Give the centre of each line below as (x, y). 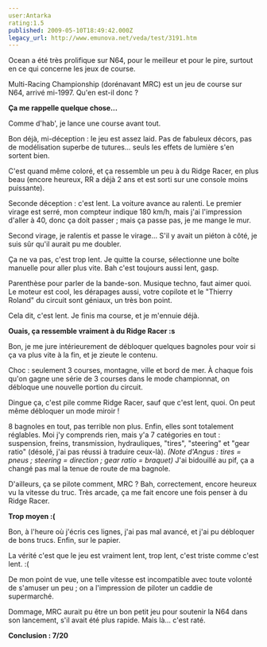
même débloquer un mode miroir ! (64, 411)
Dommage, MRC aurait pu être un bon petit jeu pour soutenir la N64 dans (128, 612)
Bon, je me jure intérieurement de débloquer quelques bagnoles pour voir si (132, 347)
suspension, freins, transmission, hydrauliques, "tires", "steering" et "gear (129, 444)
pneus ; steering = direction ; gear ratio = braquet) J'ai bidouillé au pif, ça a (131, 460)
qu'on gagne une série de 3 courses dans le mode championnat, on (119, 379)
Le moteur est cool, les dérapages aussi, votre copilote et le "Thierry (120, 292)
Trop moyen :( (32, 517)
